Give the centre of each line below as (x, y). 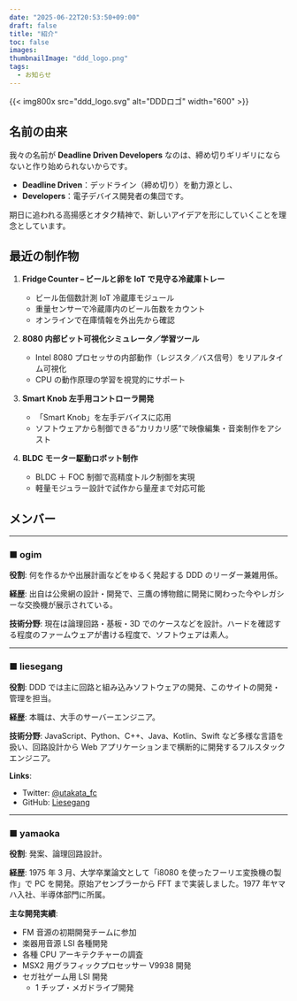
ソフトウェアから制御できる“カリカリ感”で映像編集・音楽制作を (151, 428)
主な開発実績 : (34, 913)
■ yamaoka (34, 833)
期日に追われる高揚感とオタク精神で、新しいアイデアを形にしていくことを (144, 214)
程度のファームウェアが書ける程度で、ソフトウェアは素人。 (125, 635)
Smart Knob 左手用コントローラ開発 (88, 398)
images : (23, 50)
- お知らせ (34, 75)
